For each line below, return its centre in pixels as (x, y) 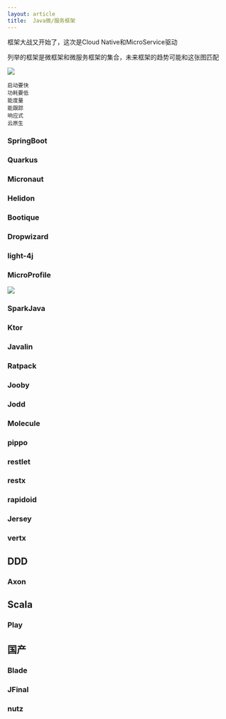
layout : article (31, 14)
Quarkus (23, 160)
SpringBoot (27, 141)
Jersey (20, 519)
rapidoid (22, 500)
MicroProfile (29, 275)
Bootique (23, 218)
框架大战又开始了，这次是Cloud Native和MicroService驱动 (92, 42)
